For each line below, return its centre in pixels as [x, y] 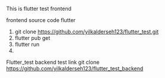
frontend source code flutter [41, 20]
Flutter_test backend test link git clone [53, 62]
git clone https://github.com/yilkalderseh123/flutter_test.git [87, 32]
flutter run [27, 44]
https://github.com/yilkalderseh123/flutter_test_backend [75, 68]
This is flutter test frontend [39, 9]
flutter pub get [32, 38]
